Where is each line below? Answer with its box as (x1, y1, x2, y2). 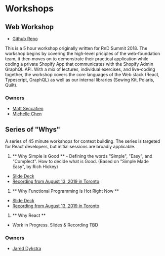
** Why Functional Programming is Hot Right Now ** (12, 188, 120, 194)
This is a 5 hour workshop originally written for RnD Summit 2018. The (5, 45, 148, 51)
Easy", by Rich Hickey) (12, 164, 58, 170)
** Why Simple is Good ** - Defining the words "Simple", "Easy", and (12, 153, 153, 159)
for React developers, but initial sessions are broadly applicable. (5, 144, 136, 150)
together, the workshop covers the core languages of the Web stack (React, (5, 72, 160, 77)
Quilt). (5, 82, 18, 88)
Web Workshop (5, 23, 54, 31)
